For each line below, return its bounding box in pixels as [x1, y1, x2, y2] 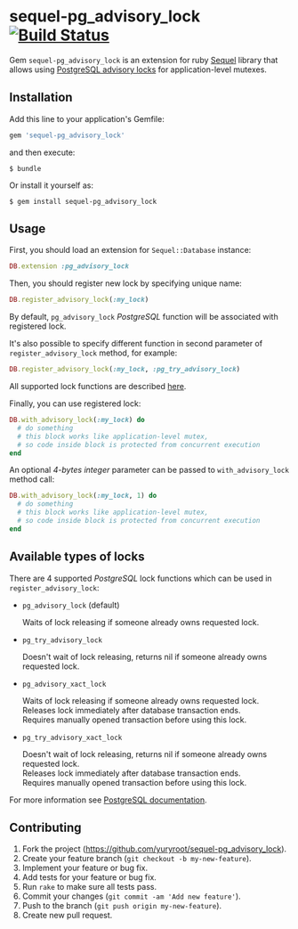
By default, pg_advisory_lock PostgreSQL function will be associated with [9, 312, 278, 322]
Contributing [9, 820, 82, 835]
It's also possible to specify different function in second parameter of [9, 338, 263, 349]
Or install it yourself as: [9, 180, 93, 191]
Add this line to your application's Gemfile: [9, 113, 165, 124]
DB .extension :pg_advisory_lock [9, 262, 129, 271]
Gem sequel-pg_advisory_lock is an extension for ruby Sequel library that [9, 54, 278, 65]
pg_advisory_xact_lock [21, 680, 107, 689]
